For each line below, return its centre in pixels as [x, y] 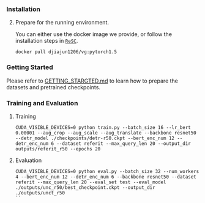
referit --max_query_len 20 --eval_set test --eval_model [91, 182]
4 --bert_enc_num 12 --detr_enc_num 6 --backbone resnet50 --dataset [106, 177]
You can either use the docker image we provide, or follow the [94, 34]
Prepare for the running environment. [62, 23]
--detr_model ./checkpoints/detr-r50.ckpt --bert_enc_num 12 [95, 138]
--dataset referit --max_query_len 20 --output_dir [124, 143]
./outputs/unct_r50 [40, 193]
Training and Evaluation [42, 103]
